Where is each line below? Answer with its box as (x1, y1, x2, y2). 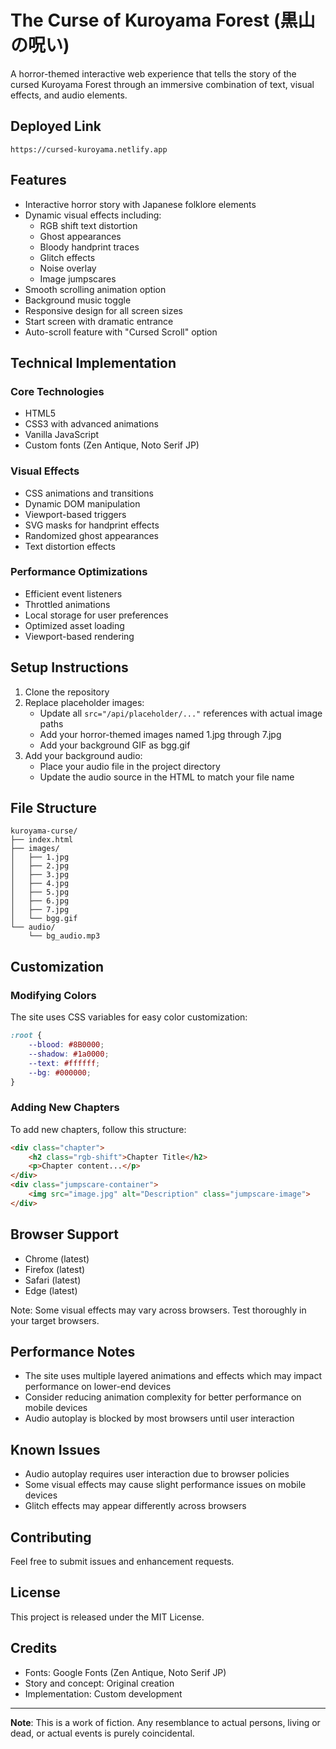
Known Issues (10, 1441, 101, 1458)
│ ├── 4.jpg (10, 879, 70, 889)
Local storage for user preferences (24, 609, 169, 621)
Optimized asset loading (24, 619, 125, 631)
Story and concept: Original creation (24, 1677, 175, 1689)
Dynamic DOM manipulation (24, 497, 141, 510)
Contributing (10, 1529, 92, 1546)
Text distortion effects (24, 540, 116, 552)
